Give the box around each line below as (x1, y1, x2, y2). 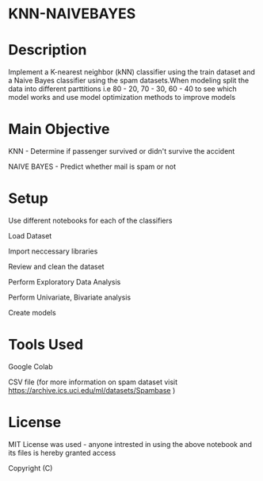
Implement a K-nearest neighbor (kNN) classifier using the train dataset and (8, 67, 256, 77)
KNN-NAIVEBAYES (8, 5, 136, 23)
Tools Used (8, 336, 84, 353)
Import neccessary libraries (8, 246, 98, 256)
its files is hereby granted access (8, 448, 116, 457)
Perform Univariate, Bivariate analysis (8, 292, 131, 302)
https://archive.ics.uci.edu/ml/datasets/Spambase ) (8, 385, 176, 395)
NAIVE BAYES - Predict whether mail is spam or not (8, 162, 177, 171)
